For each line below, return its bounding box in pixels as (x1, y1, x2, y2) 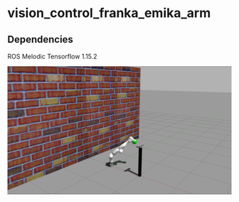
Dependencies (7, 33, 73, 46)
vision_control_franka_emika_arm (7, 5, 211, 21)
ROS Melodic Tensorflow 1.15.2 (7, 52, 97, 60)
